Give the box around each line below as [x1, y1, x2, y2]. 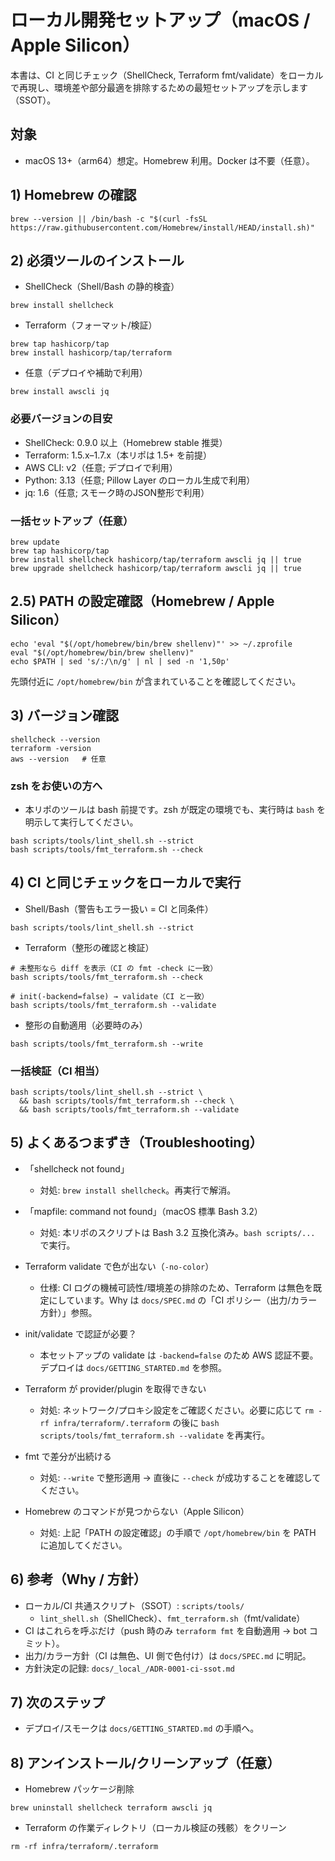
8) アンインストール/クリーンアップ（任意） [10, 1754, 281, 1771]
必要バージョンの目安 [10, 412, 113, 426]
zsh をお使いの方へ [10, 779, 103, 793]
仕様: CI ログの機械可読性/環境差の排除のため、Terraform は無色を [39, 1281, 314, 1293]
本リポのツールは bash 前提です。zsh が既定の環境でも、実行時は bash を [24, 803, 326, 815]
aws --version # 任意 [10, 754, 107, 764]
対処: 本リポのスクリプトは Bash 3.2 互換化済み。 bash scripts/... [39, 1226, 316, 1238]
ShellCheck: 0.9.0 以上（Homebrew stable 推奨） [24, 436, 228, 448]
